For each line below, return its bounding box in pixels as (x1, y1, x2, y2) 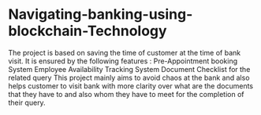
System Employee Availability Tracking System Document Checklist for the (8, 64, 251, 74)
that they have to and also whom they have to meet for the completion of (8, 89, 244, 99)
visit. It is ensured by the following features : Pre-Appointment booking (8, 56, 238, 66)
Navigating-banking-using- (8, 5, 193, 23)
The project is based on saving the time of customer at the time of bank (8, 48, 241, 57)
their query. (8, 98, 46, 107)
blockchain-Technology (8, 22, 167, 40)
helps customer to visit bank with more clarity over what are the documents (8, 81, 254, 91)
